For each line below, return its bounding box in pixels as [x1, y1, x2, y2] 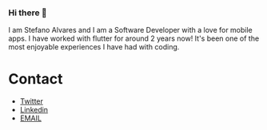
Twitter [19, 97, 44, 106]
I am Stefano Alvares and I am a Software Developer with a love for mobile [8, 26, 253, 35]
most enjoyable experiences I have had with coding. [8, 42, 180, 52]
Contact [8, 70, 63, 89]
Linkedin [19, 105, 49, 115]
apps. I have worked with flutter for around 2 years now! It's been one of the [8, 33, 260, 43]
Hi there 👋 [8, 7, 48, 18]
